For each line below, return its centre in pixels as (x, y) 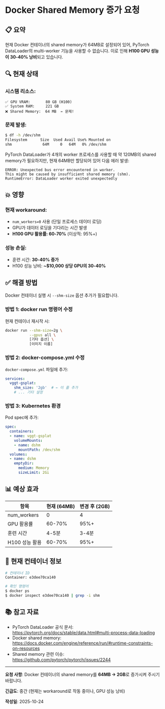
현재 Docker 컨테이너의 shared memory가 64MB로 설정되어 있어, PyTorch (77, 45)
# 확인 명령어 (17, 586)
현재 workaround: (26, 210)
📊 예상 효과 (22, 489)
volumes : (18, 454)
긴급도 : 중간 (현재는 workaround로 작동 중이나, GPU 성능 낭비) (65, 691)
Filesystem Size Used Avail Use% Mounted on (58, 140)
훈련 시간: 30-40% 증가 (35, 259)
